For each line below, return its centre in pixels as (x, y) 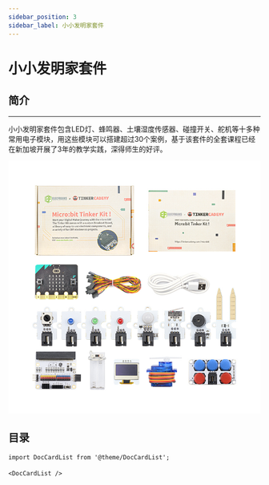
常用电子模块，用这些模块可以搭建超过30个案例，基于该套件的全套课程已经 (132, 139)
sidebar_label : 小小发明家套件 (56, 25)
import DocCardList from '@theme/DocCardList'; (89, 458)
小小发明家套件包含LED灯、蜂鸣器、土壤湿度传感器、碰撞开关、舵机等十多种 (134, 129)
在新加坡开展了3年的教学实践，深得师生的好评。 (88, 149)
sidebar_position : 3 (43, 17)
